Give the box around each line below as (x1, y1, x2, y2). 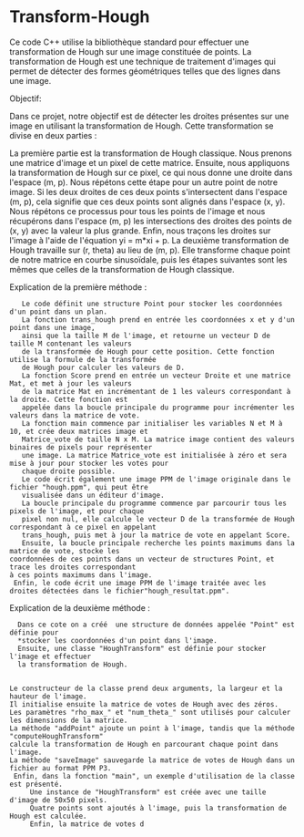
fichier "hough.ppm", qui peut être (9, 482, 148, 491)
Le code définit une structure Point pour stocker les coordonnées (21, 299, 283, 308)
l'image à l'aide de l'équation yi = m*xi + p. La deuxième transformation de (9, 234, 289, 245)
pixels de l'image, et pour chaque (9, 506, 145, 516)
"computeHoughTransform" (9, 731, 104, 740)
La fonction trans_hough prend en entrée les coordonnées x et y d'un (21, 315, 296, 325)
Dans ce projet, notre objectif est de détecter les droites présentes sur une (9, 110, 289, 121)
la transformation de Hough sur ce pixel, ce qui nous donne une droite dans (9, 167, 293, 178)
